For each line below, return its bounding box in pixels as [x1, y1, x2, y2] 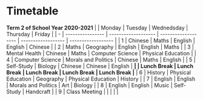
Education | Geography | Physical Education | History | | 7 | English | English [6, 75, 196, 82]
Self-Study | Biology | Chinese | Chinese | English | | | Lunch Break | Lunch [6, 62, 194, 70]
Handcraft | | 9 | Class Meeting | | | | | [25, 88, 119, 95]
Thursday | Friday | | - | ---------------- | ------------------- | [6, 30, 159, 37]
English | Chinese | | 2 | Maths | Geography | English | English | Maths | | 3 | [6, 43, 194, 50]
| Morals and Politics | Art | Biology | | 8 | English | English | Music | [6, 81, 173, 88]
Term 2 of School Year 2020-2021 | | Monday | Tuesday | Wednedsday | [6, 24, 188, 31]
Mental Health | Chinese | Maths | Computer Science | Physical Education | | [6, 49, 197, 57]
